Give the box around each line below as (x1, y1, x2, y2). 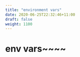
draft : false (5, 17, 33, 22)
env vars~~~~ (5, 43, 66, 54)
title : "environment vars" (5, 7, 62, 13)
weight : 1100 (5, 21, 33, 27)
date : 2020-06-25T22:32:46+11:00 (5, 12, 75, 17)
